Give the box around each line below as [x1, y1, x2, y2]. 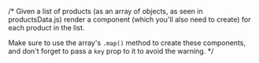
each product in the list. [8, 23, 85, 32]
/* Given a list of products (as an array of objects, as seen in [8, 7, 203, 16]
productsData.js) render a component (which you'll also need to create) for [8, 15, 251, 24]
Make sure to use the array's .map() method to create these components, [8, 38, 246, 47]
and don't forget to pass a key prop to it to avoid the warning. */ [8, 47, 214, 55]
